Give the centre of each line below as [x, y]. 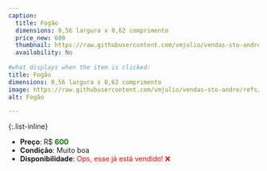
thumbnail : [33, 45]
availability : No [44, 52]
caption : [23, 16]
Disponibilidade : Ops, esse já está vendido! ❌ [95, 159]
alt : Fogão [26, 97]
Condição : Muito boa [54, 150]
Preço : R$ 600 [44, 142]
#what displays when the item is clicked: [79, 68]
